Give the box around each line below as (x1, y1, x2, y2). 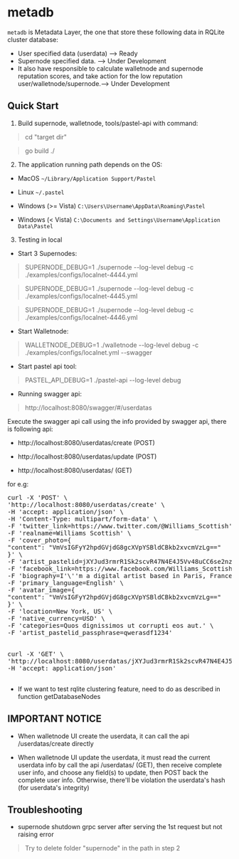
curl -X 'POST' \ (7, 493, 68, 501)
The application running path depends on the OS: (17, 160, 163, 169)
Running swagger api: (17, 389, 82, 398)
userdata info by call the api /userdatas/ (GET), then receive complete (17, 760, 223, 769)
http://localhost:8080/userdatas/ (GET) (17, 466, 133, 474)
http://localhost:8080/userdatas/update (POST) (17, 452, 157, 461)
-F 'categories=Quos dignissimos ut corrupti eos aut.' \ (7, 621, 214, 629)
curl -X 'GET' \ (7, 650, 64, 658)
